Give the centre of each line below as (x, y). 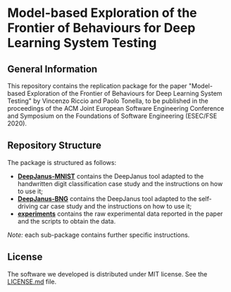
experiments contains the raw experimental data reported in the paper (120, 214)
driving (28, 206)
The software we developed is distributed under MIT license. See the (107, 274)
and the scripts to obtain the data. (67, 221)
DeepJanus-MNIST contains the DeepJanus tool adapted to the (111, 176)
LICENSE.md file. (32, 281)
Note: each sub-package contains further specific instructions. (99, 235)
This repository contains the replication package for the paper (98, 86)
